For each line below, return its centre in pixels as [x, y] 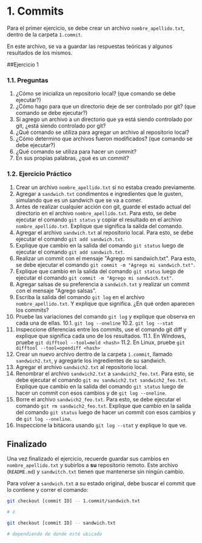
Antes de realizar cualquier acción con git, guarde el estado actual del [103, 206]
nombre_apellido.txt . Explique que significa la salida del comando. [99, 226]
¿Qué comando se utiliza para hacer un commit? [76, 152]
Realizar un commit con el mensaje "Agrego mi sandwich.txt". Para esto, [106, 258]
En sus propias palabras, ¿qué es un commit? [72, 158]
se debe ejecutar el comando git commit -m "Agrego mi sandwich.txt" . [105, 265]
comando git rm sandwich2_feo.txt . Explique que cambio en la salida [103, 406]
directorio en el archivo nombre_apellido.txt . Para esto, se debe [96, 213]
